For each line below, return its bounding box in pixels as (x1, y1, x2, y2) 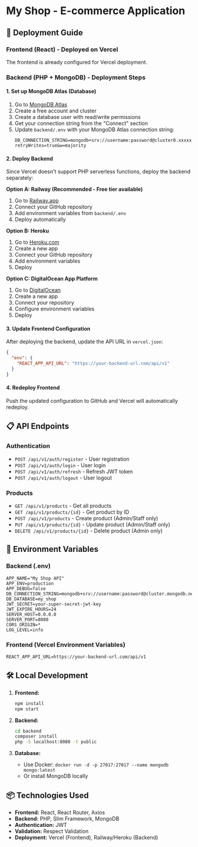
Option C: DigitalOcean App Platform (6, 275, 98, 282)
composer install (14, 733, 58, 740)
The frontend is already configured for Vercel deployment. (6, 58, 148, 65)
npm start (14, 706, 39, 712)
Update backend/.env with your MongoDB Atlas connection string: (14, 126, 175, 133)
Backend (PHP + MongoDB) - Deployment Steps (6, 73, 146, 81)
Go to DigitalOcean (14, 287, 61, 294)
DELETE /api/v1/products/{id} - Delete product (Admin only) (14, 527, 163, 534)
